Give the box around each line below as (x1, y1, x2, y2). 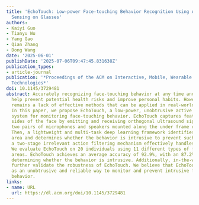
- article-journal (6, 69, 52, 75)
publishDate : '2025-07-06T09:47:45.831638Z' (6, 58, 118, 64)
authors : (6, 19, 28, 25)
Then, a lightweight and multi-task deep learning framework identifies (11, 129, 195, 136)
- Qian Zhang (6, 42, 38, 48)
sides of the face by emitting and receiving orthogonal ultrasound (11, 119, 184, 125)
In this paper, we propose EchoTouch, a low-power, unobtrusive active (11, 108, 192, 113)
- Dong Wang (6, 47, 36, 53)
